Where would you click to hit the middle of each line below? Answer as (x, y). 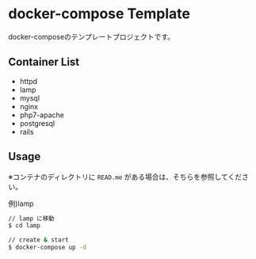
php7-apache (42, 115)
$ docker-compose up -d (48, 248)
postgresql (37, 123)
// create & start (38, 240)
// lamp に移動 (31, 219)
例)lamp (21, 204)
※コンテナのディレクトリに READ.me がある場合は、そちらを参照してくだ (125, 177)
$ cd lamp (25, 226)
